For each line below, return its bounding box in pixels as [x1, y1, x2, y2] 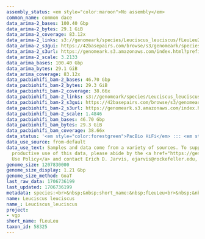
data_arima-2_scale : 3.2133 [6, 54, 78, 60]
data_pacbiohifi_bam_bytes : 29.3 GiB [6, 122, 103, 128]
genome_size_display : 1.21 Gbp [6, 167, 86, 173]
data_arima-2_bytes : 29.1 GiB [6, 26, 84, 32]
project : [6, 207, 29, 213]
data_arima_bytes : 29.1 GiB [6, 65, 78, 72]
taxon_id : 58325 [6, 224, 48, 230]
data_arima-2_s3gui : [6, 43, 59, 49]
